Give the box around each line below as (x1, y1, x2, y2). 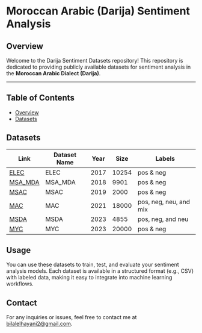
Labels (155, 154, 176, 163)
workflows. (6, 280, 34, 287)
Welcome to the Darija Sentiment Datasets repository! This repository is (6, 57, 183, 64)
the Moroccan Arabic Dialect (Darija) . (6, 70, 101, 76)
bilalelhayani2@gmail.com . (6, 320, 73, 328)
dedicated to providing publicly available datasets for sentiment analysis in (6, 63, 191, 70)
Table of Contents (6, 93, 75, 103)
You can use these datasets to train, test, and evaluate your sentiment (6, 261, 179, 269)
